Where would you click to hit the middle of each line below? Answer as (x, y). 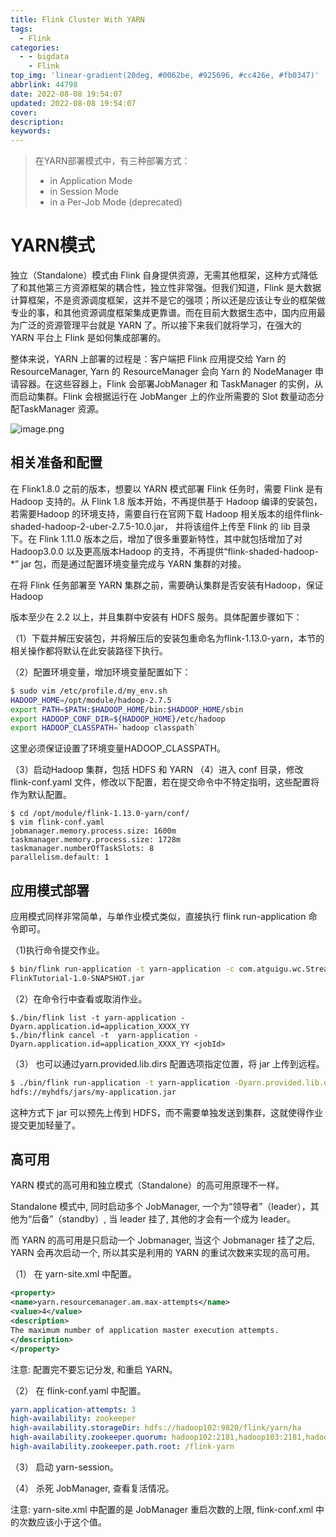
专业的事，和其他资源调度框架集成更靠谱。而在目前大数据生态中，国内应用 (163, 313)
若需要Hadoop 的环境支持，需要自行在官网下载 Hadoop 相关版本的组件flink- (166, 513)
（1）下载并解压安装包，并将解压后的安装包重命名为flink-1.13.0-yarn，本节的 (167, 638)
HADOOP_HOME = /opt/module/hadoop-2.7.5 (91, 700)
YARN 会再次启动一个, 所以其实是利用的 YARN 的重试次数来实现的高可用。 (163, 1253)
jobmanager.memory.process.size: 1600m (93, 831)
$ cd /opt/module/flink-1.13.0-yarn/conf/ (100, 814)
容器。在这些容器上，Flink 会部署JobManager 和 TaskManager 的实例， (166, 384)
